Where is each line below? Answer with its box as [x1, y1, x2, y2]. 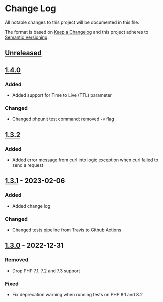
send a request [12, 162, 44, 168]
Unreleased [5, 49, 42, 57]
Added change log [12, 203, 51, 209]
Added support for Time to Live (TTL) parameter [12, 92, 112, 98]
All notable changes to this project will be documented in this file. [5, 19, 140, 25]
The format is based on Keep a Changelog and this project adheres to [5, 29, 149, 35]
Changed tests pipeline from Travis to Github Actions [12, 227, 121, 233]
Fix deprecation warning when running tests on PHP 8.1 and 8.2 [12, 291, 143, 297]
